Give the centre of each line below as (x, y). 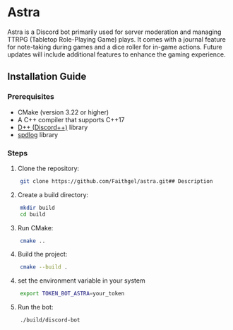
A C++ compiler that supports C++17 (71, 119)
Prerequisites (31, 97)
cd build (33, 214)
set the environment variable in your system (82, 281)
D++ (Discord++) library (53, 127)
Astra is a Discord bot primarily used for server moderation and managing (114, 32)
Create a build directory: (53, 194)
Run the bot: (35, 307)
